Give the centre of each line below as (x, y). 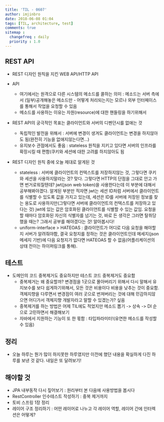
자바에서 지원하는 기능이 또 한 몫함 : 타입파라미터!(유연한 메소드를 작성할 (88, 318)
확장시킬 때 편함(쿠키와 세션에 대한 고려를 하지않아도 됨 (72, 151)
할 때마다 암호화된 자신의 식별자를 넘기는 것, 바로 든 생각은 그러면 (81, 215)
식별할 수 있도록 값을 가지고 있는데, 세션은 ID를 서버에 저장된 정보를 (89, 197)
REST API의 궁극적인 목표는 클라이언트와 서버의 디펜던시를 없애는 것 (77, 123)
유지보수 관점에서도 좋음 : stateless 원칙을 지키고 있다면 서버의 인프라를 (88, 145)
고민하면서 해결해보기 (49, 313)
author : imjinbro (23, 14)
